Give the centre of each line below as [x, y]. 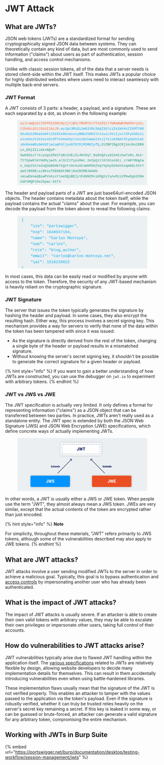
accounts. [15, 630]
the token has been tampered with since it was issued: [60, 331]
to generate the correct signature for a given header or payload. [77, 362]
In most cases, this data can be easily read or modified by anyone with [76, 276]
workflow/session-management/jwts [42, 757]
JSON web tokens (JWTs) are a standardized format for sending [70, 38]
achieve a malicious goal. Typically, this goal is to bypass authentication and [82, 577]
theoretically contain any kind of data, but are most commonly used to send [81, 49]
